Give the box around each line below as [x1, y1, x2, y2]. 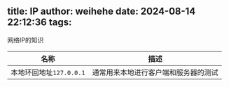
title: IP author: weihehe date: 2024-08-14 [7, 6, 196, 17]
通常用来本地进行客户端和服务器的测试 [92, 68, 218, 77]
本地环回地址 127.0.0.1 [11, 68, 85, 77]
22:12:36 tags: [7, 17, 72, 29]
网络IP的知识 [7, 35, 44, 44]
